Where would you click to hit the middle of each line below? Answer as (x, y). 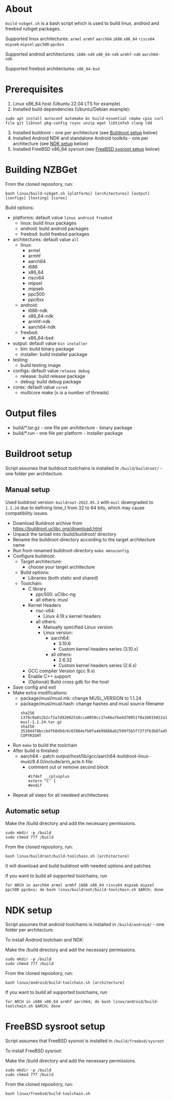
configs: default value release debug (51, 371)
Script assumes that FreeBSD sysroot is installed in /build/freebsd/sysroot (85, 1041)
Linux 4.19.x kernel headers (72, 616)
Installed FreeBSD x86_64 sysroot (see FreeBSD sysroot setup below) (86, 149)
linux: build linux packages (48, 223)
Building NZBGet (41, 170)
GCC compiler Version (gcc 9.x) (61, 671)
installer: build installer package (54, 354)
